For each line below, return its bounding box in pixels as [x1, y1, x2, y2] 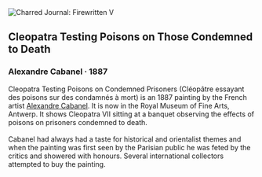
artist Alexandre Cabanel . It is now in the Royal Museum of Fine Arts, [8, 101, 230, 110]
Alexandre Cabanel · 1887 [8, 66, 108, 77]
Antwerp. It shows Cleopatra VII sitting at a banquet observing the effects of [8, 109, 255, 119]
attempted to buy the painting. [8, 159, 106, 168]
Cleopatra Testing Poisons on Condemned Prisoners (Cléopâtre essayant [8, 84, 245, 94]
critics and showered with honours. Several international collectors [8, 151, 224, 160]
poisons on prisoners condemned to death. [8, 117, 147, 127]
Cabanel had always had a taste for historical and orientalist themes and [8, 134, 242, 144]
